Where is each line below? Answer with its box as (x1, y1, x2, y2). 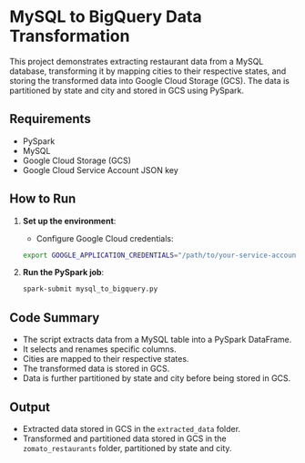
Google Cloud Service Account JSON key (22, 164, 179, 175)
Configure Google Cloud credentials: (36, 232, 175, 243)
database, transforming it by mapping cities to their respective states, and (9, 66, 287, 77)
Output (9, 399, 50, 415)
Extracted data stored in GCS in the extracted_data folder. (22, 423, 241, 434)
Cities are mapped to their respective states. (22, 354, 189, 365)
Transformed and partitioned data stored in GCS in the (22, 433, 228, 444)
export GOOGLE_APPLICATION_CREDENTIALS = (22, 251, 178, 260)
